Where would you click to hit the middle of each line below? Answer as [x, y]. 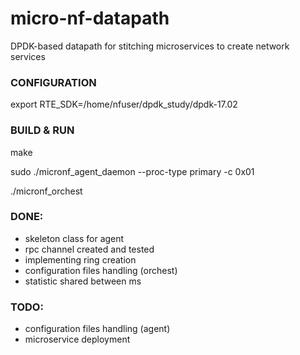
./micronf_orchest [46, 191]
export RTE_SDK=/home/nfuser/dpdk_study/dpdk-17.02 [124, 104]
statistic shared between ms [83, 281]
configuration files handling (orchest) [101, 270]
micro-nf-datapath [90, 18]
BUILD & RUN [42, 130]
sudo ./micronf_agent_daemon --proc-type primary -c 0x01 [132, 171]
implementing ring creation [80, 259]
